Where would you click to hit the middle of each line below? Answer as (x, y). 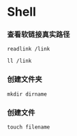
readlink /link (29, 49)
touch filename (29, 127)
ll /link (19, 61)
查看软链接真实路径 (38, 35)
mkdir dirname (27, 94)
